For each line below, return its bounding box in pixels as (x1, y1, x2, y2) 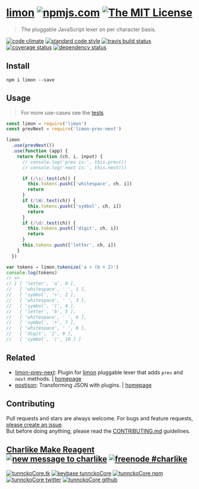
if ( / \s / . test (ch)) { (22, 175, 76, 182)
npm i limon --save (6, 77, 55, 83)
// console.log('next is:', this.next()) (22, 164, 127, 170)
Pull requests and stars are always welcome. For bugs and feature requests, (6, 414, 193, 421)
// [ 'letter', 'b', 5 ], (6, 308, 76, 314)
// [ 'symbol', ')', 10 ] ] (6, 337, 82, 343)
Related (6, 353, 36, 363)
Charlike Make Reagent (6, 444, 95, 454)
